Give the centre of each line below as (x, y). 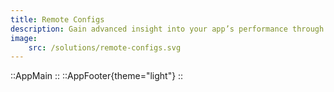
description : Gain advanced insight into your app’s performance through (167, 29)
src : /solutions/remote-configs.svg (105, 47)
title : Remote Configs (57, 19)
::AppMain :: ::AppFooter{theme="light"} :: (97, 76)
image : (24, 38)
